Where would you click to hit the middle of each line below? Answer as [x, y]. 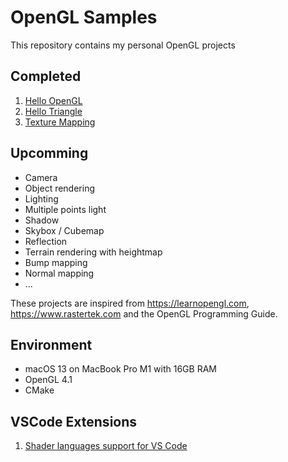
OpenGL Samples [84, 17]
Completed [46, 76]
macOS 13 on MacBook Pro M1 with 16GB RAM [120, 369]
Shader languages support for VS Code [106, 446]
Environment [51, 344]
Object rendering [60, 188]
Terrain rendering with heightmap [93, 252]
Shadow [42, 220]
